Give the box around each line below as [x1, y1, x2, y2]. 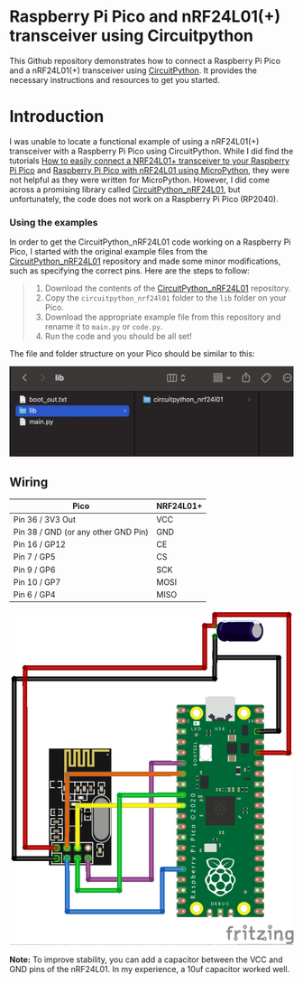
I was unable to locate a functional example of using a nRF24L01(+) [9, 135, 260, 146]
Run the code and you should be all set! [44, 331, 192, 342]
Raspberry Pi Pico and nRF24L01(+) [9, 6, 281, 27]
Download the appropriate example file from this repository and [44, 311, 281, 322]
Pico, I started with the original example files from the [9, 246, 208, 257]
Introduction [9, 107, 105, 127]
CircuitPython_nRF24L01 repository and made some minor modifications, [9, 255, 281, 267]
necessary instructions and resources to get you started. [9, 74, 220, 85]
